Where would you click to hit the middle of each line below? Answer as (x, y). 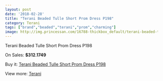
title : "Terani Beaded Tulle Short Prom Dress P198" (59, 18)
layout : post (18, 9)
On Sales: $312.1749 (26, 55)
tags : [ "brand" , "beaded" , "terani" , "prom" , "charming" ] (61, 27)
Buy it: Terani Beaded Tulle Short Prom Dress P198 (55, 64)
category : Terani (23, 23)
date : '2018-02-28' (25, 14)
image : (12, 32)
